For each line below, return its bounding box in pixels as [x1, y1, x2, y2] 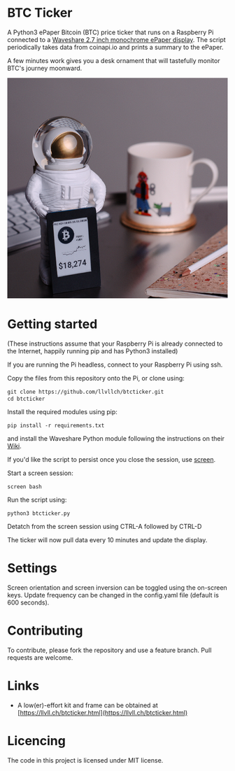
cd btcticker [7, 395, 45, 402]
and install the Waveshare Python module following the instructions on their [7, 434, 225, 442]
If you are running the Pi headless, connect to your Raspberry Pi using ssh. [7, 360, 223, 369]
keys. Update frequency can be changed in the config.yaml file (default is [7, 590, 219, 599]
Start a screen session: [7, 469, 73, 477]
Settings [7, 560, 57, 577]
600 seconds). [7, 598, 50, 607]
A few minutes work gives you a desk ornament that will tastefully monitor [7, 56, 220, 64]
